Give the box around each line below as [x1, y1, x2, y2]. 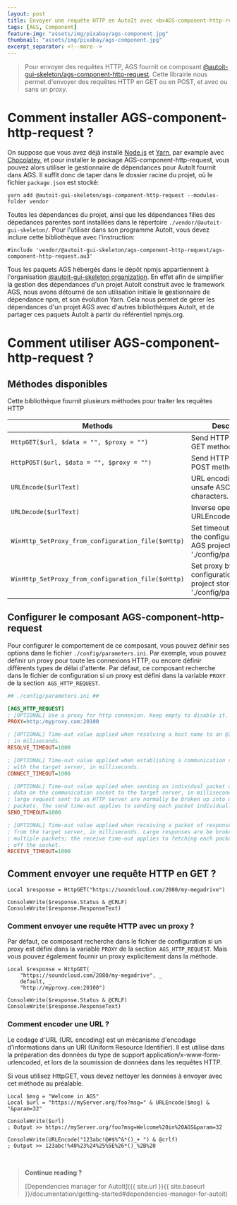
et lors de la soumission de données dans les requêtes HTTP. [44, 1057, 222, 1067]
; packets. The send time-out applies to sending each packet [7, 802, 194, 809]
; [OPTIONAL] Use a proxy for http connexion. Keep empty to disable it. [7, 711, 229, 719]
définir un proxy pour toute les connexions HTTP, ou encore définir [7, 656, 202, 665]
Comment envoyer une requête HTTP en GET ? [7, 867, 217, 879]
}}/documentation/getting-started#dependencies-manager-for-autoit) [24, 1189, 228, 1198]
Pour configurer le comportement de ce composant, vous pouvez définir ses [7, 641, 230, 650]
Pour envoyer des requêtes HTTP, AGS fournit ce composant [24, 63, 202, 71]
